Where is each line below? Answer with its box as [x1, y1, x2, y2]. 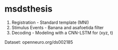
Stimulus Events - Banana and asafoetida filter [11, 24, 104, 30]
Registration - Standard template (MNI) [11, 19, 89, 25]
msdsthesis [4, 3, 53, 15]
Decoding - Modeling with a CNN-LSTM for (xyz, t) [11, 30, 113, 35]
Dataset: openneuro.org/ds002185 [4, 39, 74, 45]
